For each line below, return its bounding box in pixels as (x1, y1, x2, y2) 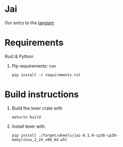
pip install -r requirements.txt (11, 73, 81, 77)
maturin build (11, 114, 41, 119)
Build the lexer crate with (11, 105, 63, 111)
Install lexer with (11, 123, 45, 129)
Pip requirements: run (11, 63, 56, 69)
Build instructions (4, 89, 79, 100)
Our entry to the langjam (4, 20, 54, 26)
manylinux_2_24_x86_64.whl (11, 137, 68, 142)
